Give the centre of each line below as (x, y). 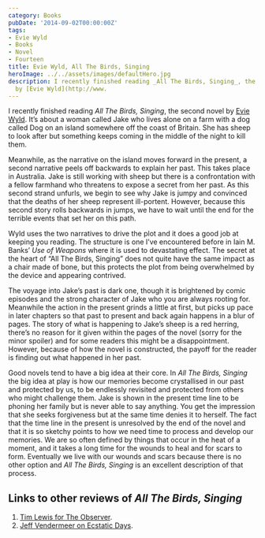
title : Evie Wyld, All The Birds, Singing (79, 67)
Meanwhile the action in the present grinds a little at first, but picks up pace (131, 307)
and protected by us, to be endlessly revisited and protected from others (126, 390)
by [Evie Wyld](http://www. (62, 89)
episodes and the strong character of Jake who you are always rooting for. (129, 299)
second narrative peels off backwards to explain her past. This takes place (129, 168)
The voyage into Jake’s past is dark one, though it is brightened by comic (127, 291)
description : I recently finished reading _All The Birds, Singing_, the (132, 81)
